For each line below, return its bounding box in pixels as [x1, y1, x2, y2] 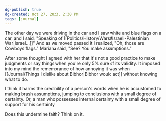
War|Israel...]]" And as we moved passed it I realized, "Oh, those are [5, 40, 145, 46]
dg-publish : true [5, 7, 41, 12]
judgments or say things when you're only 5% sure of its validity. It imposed [5, 60, 160, 67]
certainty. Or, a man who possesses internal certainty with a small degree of [5, 96, 161, 102]
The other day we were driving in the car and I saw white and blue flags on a [5, 30, 162, 36]
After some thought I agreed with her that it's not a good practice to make [5, 55, 156, 61]
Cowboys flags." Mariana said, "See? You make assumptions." [5, 45, 132, 52]
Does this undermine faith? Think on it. [5, 111, 84, 117]
